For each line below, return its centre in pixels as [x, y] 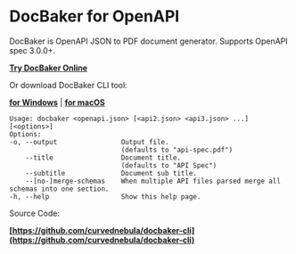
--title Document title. [103, 158]
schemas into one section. [59, 189]
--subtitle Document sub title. [111, 173]
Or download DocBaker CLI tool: [68, 85]
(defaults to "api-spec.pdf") [177, 150]
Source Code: [35, 213]
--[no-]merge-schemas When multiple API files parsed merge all [153, 181]
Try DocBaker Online [48, 68]
